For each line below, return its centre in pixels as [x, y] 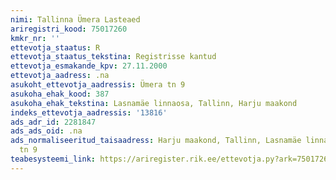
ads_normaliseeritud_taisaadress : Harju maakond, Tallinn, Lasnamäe [156, 141]
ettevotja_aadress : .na [60, 76]
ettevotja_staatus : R [55, 47]
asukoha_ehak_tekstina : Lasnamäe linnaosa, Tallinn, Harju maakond [154, 103]
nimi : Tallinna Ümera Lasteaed [75, 19]
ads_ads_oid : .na [46, 131]
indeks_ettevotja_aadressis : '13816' [89, 112]
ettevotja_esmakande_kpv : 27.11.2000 [89, 66]
